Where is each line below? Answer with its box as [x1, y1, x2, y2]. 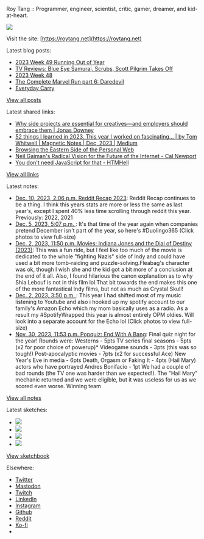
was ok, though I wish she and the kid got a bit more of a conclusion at [15, 266, 193, 273]
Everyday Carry [15, 85, 55, 92]
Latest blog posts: [6, 47, 52, 54]
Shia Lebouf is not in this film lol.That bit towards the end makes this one [15, 279, 197, 286]
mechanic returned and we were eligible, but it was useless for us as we [15, 376, 197, 383]
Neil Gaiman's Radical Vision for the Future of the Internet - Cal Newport [15, 153, 197, 159]
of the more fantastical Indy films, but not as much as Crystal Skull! [15, 285, 184, 292]
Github [15, 508, 32, 515]
